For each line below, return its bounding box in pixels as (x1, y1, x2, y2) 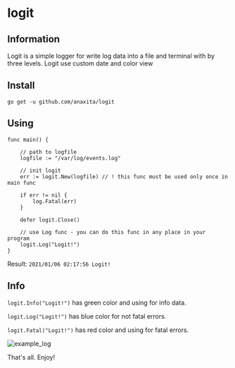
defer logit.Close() (20, 216, 80, 223)
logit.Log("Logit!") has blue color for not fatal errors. (7, 312, 167, 321)
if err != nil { (20, 192, 68, 199)
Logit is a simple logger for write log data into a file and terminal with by (7, 51, 215, 60)
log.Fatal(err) (32, 197, 77, 205)
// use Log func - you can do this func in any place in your (20, 228, 206, 235)
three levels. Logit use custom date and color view (7, 59, 153, 68)
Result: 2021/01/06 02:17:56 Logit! (7, 259, 111, 268)
